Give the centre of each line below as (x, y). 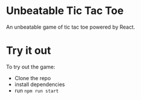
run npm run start (36, 90)
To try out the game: (31, 67)
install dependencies (40, 84)
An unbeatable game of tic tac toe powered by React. (70, 27)
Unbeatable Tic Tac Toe (65, 11)
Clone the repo (33, 78)
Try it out (28, 51)
